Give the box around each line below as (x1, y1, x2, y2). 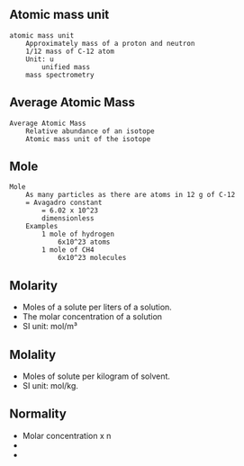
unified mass (41, 62, 91, 71)
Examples (25, 222, 59, 231)
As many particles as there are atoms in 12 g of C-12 (25, 191, 236, 200)
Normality (9, 407, 68, 422)
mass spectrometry (25, 70, 95, 79)
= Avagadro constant (25, 198, 103, 208)
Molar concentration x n (22, 430, 112, 441)
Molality (9, 346, 57, 363)
